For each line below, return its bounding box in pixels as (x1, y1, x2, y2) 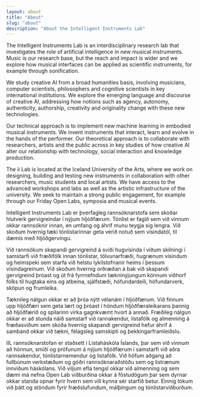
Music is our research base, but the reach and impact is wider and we (6, 54, 178, 62)
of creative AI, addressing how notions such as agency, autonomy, (6, 98, 170, 105)
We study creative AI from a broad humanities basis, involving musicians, (6, 79, 186, 86)
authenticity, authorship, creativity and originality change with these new (6, 104, 185, 111)
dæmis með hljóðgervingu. (6, 235, 72, 242)
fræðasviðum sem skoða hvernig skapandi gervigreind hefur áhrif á (6, 322, 172, 329)
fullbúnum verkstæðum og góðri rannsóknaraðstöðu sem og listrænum (6, 359, 180, 366)
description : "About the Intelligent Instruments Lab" (6, 25, 146, 32)
